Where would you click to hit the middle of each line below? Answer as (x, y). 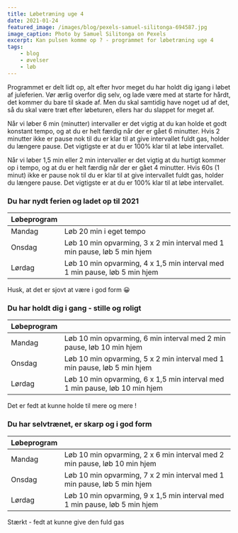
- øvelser (35, 60)
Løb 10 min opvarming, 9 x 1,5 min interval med (144, 495)
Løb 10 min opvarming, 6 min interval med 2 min (145, 338)
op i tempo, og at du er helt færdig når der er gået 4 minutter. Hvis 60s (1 (113, 167)
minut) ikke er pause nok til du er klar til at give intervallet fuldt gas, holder (116, 175)
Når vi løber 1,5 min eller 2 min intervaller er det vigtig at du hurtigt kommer (117, 160)
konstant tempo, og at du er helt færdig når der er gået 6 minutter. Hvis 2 (114, 131)
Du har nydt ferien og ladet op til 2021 (73, 201)
